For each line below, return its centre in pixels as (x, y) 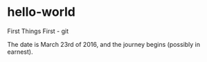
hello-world (42, 12)
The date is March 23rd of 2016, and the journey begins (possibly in (104, 44)
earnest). (20, 52)
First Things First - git (38, 31)
